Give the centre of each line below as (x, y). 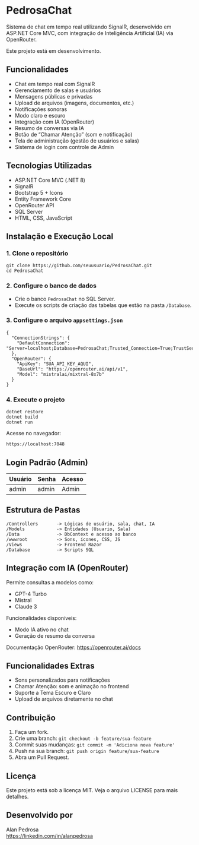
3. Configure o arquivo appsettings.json (65, 320)
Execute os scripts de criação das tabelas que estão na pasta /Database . (103, 305)
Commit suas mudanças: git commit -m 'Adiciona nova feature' (95, 745)
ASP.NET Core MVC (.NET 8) (50, 180)
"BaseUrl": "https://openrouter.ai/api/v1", (73, 369)
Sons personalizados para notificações (62, 680)
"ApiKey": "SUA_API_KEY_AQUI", (55, 364)
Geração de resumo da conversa (55, 635)
